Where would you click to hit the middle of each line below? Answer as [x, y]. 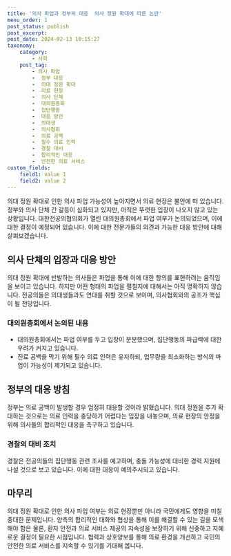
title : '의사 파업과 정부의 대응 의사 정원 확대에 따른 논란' [84, 13]
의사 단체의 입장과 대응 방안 [61, 260]
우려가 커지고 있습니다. [48, 348]
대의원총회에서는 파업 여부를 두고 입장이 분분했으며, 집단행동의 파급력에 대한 [119, 340]
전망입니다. [37, 304]
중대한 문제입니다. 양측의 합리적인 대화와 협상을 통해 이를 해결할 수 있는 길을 [109, 520]
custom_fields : [29, 168]
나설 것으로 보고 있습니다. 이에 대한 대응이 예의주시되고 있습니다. [94, 469]
